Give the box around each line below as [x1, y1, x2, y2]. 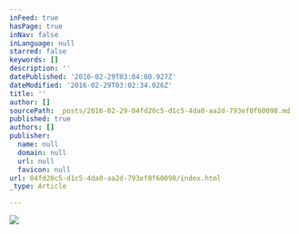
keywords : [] [9, 55, 59, 64]
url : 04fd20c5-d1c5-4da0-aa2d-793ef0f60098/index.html [9, 173, 222, 182]
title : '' [9, 89, 47, 98]
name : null [17, 140, 59, 149]
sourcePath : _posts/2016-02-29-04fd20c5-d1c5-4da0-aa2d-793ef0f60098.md [9, 106, 291, 115]
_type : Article [9, 182, 67, 191]
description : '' [9, 64, 71, 73]
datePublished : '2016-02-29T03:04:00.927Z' [9, 73, 177, 82]
